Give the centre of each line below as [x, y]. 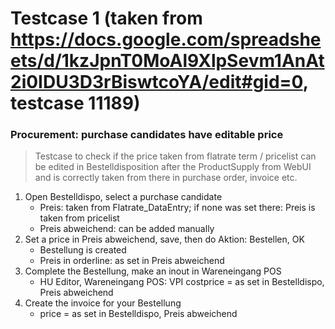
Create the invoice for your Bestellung [103, 303]
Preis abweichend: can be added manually [127, 229]
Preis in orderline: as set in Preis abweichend [132, 261]
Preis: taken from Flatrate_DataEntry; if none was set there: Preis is [177, 208]
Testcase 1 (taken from [106, 18]
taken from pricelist [79, 218]
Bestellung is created [83, 250]
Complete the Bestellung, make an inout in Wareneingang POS [153, 271]
